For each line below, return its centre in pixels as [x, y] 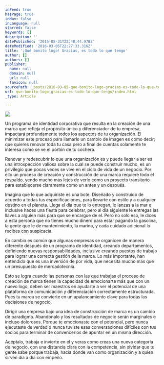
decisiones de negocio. [29, 302]
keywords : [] [18, 32]
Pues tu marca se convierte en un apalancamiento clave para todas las [76, 297]
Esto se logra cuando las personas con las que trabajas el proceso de [75, 276]
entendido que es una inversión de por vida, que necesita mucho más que [80, 261]
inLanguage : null [23, 23]
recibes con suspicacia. [29, 231]
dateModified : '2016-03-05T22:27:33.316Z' [49, 46]
